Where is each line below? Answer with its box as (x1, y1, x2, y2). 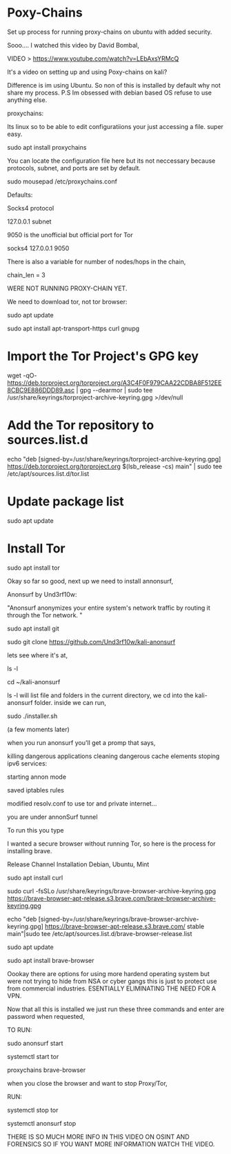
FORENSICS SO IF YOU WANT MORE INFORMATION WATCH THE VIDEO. (7, 1140, 215, 1148)
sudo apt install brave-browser (7, 956, 94, 964)
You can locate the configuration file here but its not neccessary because (7, 157, 216, 165)
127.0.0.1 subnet (7, 217, 52, 226)
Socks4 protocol (7, 203, 54, 212)
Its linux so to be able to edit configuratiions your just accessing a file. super (7, 122, 224, 130)
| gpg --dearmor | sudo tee (75, 386, 153, 394)
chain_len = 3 (7, 270, 46, 279)
